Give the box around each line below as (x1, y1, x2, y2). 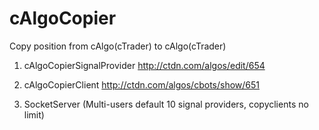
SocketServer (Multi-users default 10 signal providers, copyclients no (23, 98, 309, 110)
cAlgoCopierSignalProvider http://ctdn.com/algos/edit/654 (23, 59, 266, 71)
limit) (23, 108, 45, 121)
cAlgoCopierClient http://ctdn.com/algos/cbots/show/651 (23, 78, 260, 91)
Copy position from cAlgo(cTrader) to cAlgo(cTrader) (9, 40, 227, 52)
